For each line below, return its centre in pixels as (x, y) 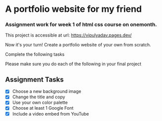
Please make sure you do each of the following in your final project (73, 64)
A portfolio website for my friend (74, 9)
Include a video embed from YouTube (51, 114)
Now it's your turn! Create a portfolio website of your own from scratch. (78, 45)
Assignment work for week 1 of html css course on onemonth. (81, 25)
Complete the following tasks (35, 54)
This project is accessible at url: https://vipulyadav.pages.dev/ (69, 35)
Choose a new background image (47, 91)
